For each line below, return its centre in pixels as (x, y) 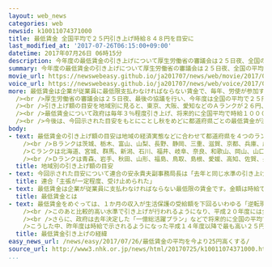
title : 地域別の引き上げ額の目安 (65, 167)
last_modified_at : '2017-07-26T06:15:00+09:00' (90, 46)
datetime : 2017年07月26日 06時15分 (66, 53)
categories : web (36, 23)
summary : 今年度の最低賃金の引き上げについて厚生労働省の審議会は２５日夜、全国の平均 (136, 69)
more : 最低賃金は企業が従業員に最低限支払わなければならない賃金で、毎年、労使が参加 (134, 91)
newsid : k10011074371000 (50, 31)
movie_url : (27, 76)
